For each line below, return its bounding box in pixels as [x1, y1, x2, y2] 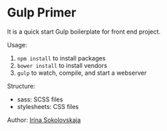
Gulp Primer [7, 5, 77, 21]
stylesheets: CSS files [16, 102, 79, 110]
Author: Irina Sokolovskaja [7, 115, 81, 124]
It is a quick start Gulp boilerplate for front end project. [7, 27, 161, 36]
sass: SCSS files [16, 95, 64, 104]
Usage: [7, 40, 27, 49]
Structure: [7, 82, 36, 90]
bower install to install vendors [16, 61, 107, 69]
